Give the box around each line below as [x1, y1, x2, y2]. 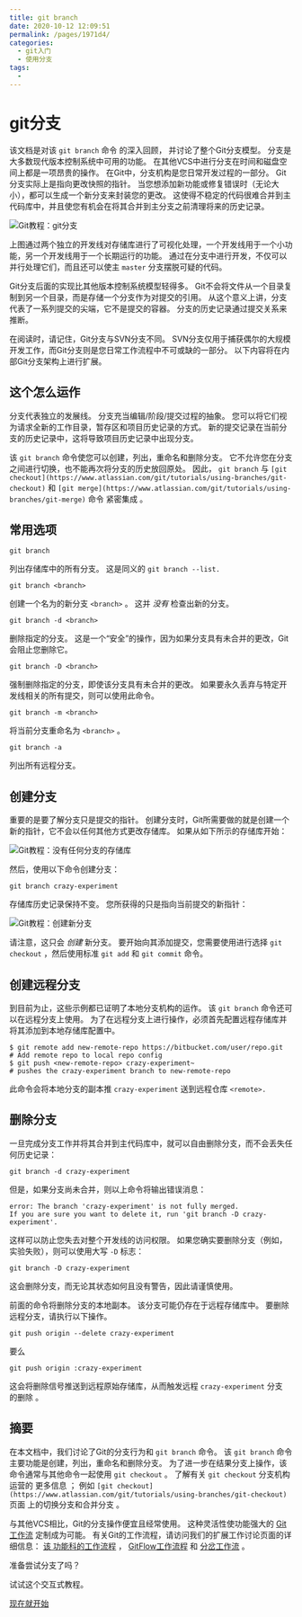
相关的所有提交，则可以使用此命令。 [24, 690, 159, 701]
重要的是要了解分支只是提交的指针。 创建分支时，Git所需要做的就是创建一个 [9, 814, 290, 825]
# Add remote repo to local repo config [9, 1051, 164, 1060]
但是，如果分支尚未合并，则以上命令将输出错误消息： [9, 1184, 207, 1195]
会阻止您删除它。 [9, 644, 73, 655]
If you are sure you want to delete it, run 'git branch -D [9, 1210, 240, 1219]
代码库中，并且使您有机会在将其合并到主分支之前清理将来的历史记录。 [9, 200, 270, 211]
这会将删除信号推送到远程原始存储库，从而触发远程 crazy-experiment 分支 [9, 1381, 283, 1391]
